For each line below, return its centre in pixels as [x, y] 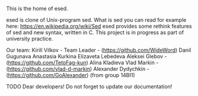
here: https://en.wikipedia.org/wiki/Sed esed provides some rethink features [99, 26]
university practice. [30, 39]
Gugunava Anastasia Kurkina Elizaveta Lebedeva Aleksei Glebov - [87, 56]
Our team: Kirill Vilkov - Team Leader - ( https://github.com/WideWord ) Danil [99, 50]
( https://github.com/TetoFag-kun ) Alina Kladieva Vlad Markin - [82, 62]
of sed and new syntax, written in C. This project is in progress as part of [95, 32]
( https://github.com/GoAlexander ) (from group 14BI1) [71, 75]
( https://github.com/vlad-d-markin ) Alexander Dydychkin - [78, 69]
